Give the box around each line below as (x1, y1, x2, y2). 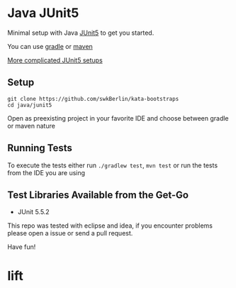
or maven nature (7, 121, 55, 130)
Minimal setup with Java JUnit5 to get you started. (7, 28, 154, 37)
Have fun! (7, 243, 36, 251)
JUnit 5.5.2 (17, 208, 50, 216)
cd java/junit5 (7, 101, 52, 109)
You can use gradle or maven (7, 42, 94, 50)
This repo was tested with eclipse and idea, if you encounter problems (7, 221, 213, 230)
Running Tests (7, 142, 72, 154)
